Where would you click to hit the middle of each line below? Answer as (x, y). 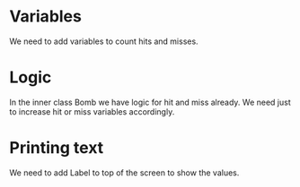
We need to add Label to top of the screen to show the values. (124, 173)
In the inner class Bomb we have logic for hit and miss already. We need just (150, 102)
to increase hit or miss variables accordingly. (92, 111)
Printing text (57, 148)
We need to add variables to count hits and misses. (104, 41)
